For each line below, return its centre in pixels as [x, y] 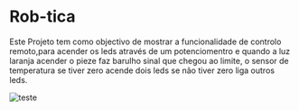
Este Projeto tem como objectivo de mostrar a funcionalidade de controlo [145, 42]
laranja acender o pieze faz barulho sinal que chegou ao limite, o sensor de [149, 60]
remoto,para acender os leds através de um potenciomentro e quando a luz [150, 51]
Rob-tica [42, 17]
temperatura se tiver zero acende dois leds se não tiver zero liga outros [142, 70]
